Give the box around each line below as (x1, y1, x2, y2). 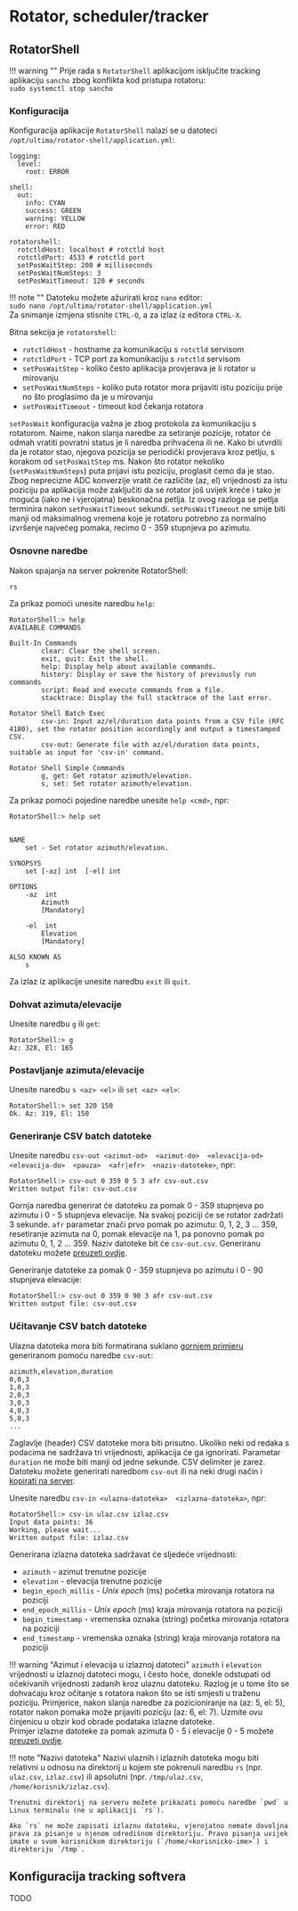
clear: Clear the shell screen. (41, 647, 162, 655)
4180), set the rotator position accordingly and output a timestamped (9, 724, 280, 733)
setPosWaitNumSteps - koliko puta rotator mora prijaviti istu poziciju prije (21, 382, 283, 393)
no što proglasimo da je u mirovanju (21, 391, 154, 402)
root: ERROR (25, 168, 69, 177)
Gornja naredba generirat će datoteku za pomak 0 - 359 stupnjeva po (9, 1200, 264, 1211)
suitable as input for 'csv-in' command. (9, 747, 165, 757)
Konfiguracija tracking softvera (9, 1869, 187, 1884)
